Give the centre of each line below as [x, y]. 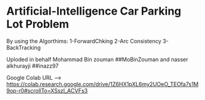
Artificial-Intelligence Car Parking [94, 11]
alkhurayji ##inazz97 [33, 66]
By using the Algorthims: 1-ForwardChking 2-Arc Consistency [84, 41]
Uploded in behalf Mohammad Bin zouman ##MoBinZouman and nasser [97, 59]
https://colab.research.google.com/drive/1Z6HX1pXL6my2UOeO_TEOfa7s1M [102, 84]
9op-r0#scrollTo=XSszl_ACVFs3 [47, 90]
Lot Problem [38, 24]
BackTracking [24, 48]
